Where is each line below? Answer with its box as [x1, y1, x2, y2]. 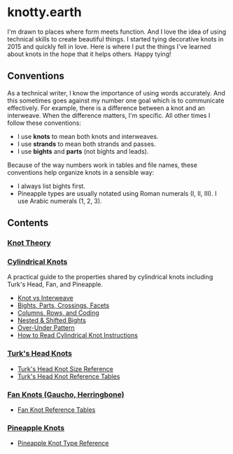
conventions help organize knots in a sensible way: [7, 168, 155, 176]
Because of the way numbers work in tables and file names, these [7, 161, 198, 169]
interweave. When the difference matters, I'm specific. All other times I [7, 111, 211, 119]
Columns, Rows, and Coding [17, 309, 99, 317]
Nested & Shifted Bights [17, 316, 86, 325]
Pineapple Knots [7, 422, 65, 432]
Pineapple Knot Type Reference [17, 439, 110, 448]
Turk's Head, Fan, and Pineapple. [7, 280, 104, 288]
